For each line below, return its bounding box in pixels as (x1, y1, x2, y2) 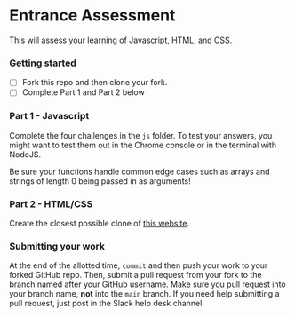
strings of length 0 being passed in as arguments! (9, 175, 191, 186)
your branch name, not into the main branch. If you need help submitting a (9, 289, 280, 299)
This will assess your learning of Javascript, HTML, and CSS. (9, 35, 233, 45)
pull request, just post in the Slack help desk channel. (9, 298, 204, 309)
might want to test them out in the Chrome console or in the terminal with (9, 139, 277, 150)
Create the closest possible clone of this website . (9, 218, 189, 228)
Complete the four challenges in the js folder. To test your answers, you (9, 130, 273, 140)
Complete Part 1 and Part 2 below (21, 87, 145, 98)
